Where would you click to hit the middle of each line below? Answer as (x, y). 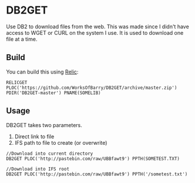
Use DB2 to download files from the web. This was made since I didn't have (97, 26)
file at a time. (22, 39)
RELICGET (17, 82)
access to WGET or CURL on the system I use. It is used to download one (95, 32)
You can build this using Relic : (42, 72)
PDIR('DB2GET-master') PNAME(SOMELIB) (53, 93)
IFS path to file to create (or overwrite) (61, 142)
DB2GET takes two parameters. (44, 125)
